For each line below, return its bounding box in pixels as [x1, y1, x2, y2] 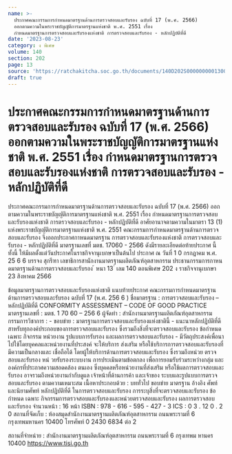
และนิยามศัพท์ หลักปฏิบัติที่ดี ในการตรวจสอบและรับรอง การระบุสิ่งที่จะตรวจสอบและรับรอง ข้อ [8, 386, 216, 395]
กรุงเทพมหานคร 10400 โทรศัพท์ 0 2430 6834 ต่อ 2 [8, 417, 137, 426]
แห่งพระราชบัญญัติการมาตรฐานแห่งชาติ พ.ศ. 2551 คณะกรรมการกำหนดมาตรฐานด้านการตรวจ [8, 225, 219, 234]
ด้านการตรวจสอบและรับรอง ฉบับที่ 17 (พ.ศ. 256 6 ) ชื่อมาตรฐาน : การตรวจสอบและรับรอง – [8, 293, 219, 302]
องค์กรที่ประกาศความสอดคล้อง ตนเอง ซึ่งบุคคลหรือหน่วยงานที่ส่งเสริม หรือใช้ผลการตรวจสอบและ [8, 363, 224, 372]
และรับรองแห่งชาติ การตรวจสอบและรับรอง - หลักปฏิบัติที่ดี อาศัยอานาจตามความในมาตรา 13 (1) [8, 218, 223, 226]
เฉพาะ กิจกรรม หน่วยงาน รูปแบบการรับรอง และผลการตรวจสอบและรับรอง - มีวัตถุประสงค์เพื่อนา [8, 332, 224, 341]
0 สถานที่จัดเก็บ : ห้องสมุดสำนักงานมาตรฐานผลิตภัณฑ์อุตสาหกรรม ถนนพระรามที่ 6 [8, 410, 196, 418]
